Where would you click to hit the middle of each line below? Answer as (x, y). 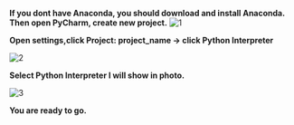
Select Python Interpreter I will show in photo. (97, 75)
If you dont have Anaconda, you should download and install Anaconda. (147, 13)
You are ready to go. (48, 111)
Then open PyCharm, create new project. (88, 23)
